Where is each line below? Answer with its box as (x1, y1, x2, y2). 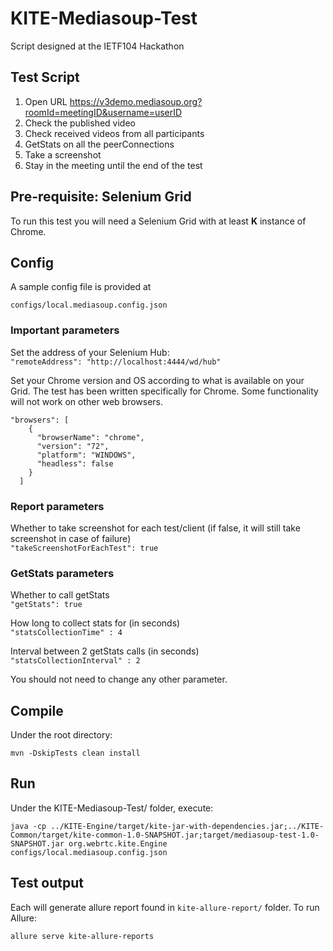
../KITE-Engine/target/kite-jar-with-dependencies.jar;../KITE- (50, 821, 325, 831)
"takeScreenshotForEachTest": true (10, 543, 159, 553)
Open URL (24, 95, 68, 107)
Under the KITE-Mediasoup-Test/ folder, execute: (10, 802, 214, 814)
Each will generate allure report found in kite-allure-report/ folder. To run (10, 901, 320, 913)
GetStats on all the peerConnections (24, 138, 175, 150)
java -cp (10, 821, 47, 831)
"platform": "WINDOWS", (36, 450, 137, 460)
